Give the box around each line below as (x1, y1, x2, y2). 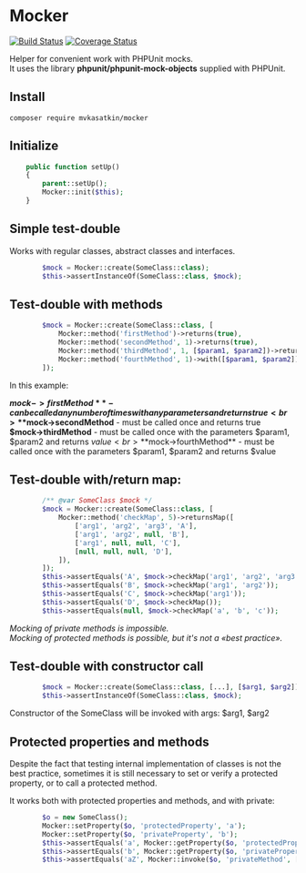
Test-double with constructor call (9, 659, 204, 675)
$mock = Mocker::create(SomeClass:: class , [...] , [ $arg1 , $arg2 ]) (42, 683, 300, 692)
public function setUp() (25, 162, 120, 171)
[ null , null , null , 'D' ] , (74, 547, 173, 556)
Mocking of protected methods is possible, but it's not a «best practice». (9, 632, 283, 643)
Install (9, 89, 46, 105)
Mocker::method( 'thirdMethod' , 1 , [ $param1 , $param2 (57, 346, 262, 355)
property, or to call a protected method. (9, 777, 158, 788)
